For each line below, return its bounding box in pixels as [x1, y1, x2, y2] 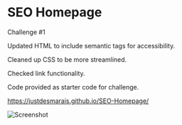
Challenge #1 [7, 28, 45, 36]
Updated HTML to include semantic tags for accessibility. [7, 41, 176, 50]
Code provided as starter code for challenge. [7, 82, 139, 91]
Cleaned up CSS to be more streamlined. [7, 55, 127, 64]
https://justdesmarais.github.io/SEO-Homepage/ [7, 97, 149, 105]
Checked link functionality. [7, 69, 85, 77]
